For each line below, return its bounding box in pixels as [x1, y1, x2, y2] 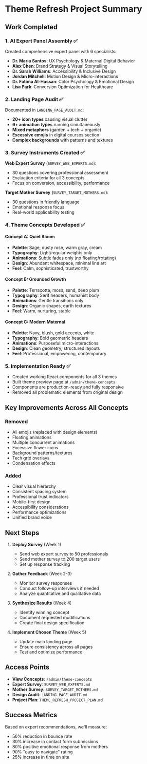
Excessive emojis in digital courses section [12, 132, 100, 138]
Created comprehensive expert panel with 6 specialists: [5, 48, 117, 54]
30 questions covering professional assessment [12, 170, 109, 176]
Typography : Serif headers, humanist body [12, 292, 99, 298]
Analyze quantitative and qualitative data [19, 591, 101, 596]
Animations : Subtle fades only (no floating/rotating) [12, 255, 116, 261]
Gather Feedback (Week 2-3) [12, 571, 72, 577]
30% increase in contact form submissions [12, 738, 98, 744]
